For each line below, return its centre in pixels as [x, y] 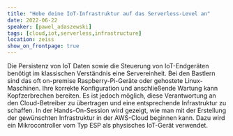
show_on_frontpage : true [43, 46]
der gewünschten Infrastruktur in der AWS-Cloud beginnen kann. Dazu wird [116, 118]
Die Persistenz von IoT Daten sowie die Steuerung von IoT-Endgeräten [108, 66]
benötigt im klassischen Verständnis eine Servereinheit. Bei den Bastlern [111, 73]
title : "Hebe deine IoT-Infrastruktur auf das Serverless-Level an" [109, 14]
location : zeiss [31, 40]
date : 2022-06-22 [32, 20]
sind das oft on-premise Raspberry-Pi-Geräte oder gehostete [95, 81]
